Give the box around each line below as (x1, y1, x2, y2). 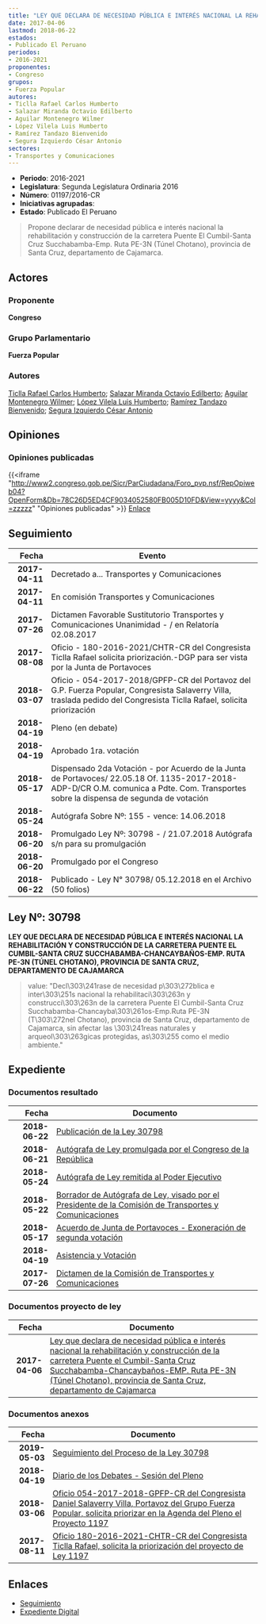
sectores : (8, 144, 41, 152)
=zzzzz (8, 504, 32, 513)
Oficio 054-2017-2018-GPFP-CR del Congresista (52, 1488, 246, 1499)
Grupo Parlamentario (8, 332, 91, 344)
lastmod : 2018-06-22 (8, 26, 77, 34)
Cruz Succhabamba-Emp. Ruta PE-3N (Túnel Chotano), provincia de (27, 240, 251, 249)
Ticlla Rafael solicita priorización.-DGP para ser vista (51, 652, 248, 663)
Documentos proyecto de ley (8, 1301, 122, 1312)
